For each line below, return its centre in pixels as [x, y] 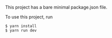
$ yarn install [21, 26]
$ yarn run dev [21, 30]
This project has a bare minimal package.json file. [56, 7]
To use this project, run [29, 17]
